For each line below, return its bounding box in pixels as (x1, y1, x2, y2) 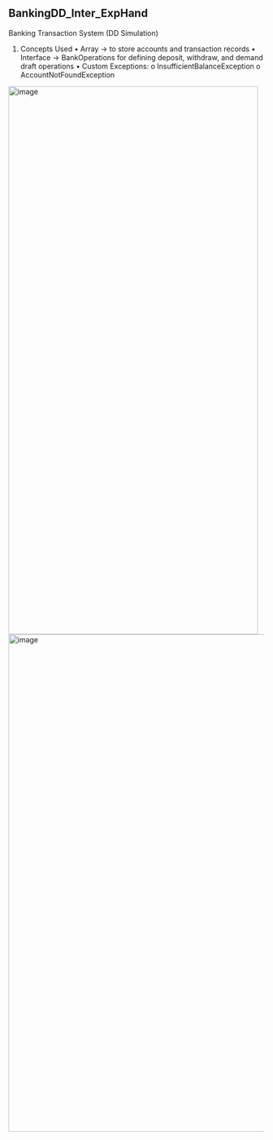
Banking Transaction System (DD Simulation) (8, 28, 158, 37)
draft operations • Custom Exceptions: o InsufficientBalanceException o (19, 61, 261, 71)
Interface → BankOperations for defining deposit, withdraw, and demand (19, 52, 263, 62)
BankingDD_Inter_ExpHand (8, 7, 149, 20)
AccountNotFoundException (19, 69, 115, 80)
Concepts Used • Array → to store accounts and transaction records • (19, 44, 256, 54)
